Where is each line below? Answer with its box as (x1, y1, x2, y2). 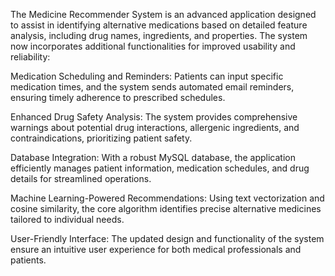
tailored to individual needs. (10, 214, 125, 225)
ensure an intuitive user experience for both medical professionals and (10, 244, 302, 255)
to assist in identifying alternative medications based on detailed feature (10, 19, 308, 31)
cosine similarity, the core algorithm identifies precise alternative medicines (10, 203, 322, 214)
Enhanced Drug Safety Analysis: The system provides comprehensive (10, 111, 298, 123)
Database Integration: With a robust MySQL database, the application (10, 152, 297, 163)
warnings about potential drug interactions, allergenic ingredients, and (10, 122, 300, 133)
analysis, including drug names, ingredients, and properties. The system (10, 30, 308, 41)
